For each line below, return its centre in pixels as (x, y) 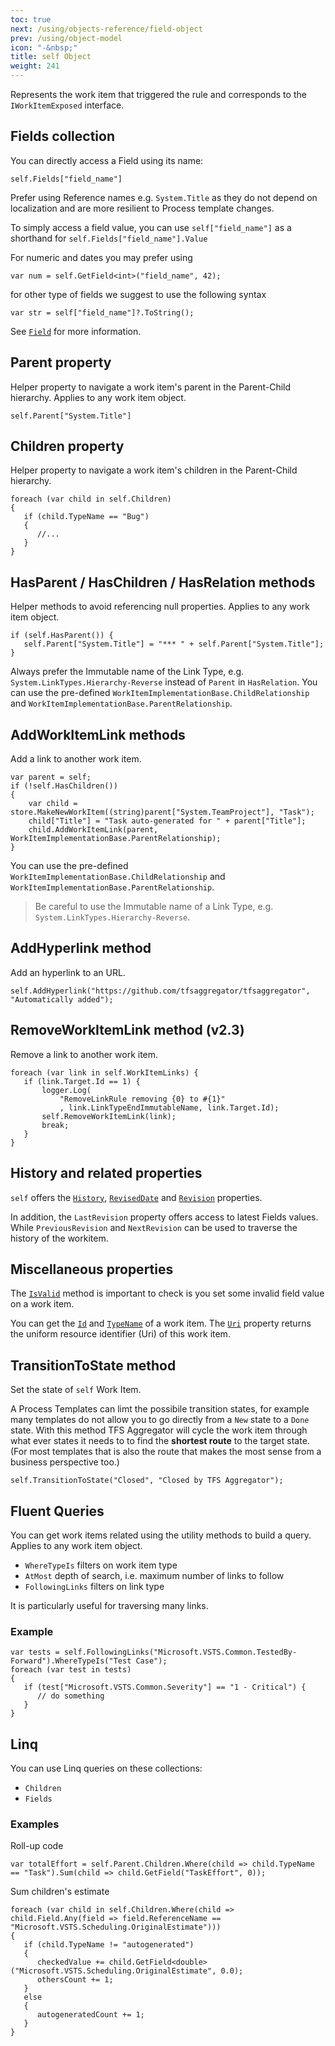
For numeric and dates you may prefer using (101, 257)
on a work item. (42, 1304)
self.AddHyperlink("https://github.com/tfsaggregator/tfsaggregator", (160, 991)
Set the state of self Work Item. (76, 1390)
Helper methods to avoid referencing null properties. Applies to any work (160, 607)
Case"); (151, 1661)
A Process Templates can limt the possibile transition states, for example (160, 1409)
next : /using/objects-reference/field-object (106, 29)
